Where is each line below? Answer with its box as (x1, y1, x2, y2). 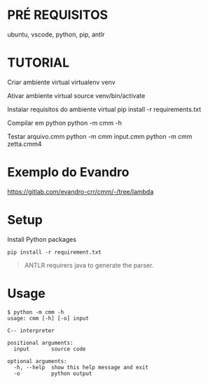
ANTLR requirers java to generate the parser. (24, 261, 154, 269)
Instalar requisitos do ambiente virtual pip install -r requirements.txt (7, 105, 202, 114)
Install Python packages (7, 235, 77, 243)
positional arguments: (7, 339, 74, 346)
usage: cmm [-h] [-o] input (7, 315, 90, 322)
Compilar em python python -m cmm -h (7, 118, 123, 127)
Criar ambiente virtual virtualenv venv (7, 78, 116, 86)
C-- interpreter (7, 327, 55, 334)
